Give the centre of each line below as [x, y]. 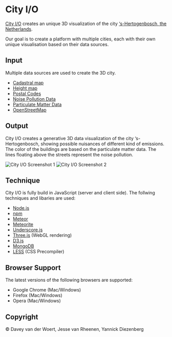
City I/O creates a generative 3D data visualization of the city [70, 138]
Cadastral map [28, 82]
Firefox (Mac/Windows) [37, 296]
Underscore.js [28, 230]
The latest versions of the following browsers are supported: [69, 280]
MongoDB [23, 246]
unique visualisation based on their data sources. [57, 44]
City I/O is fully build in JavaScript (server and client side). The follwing [80, 193]
